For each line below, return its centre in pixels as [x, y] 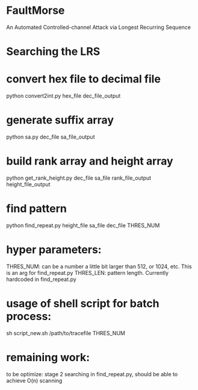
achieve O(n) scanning [34, 380]
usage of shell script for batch [83, 304]
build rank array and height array [90, 161]
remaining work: [48, 357]
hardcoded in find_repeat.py [41, 279]
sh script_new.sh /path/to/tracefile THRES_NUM [66, 333]
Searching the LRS [53, 52]
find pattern [37, 209]
